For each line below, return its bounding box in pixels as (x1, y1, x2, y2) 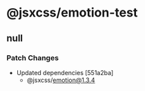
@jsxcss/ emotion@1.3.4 (26, 76, 95, 84)
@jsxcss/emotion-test (6, 5, 138, 21)
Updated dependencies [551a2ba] (16, 68, 114, 77)
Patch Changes (6, 53, 59, 63)
